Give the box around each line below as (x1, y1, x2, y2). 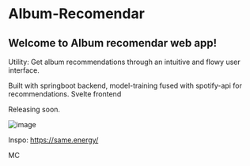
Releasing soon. (8, 104, 61, 114)
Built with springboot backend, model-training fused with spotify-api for (8, 81, 243, 90)
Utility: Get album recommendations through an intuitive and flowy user (8, 57, 241, 66)
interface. (8, 66, 40, 75)
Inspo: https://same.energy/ (8, 135, 99, 145)
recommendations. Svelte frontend (8, 89, 122, 99)
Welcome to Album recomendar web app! (8, 36, 218, 50)
